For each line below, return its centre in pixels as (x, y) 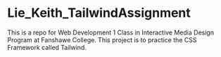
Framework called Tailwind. (47, 47)
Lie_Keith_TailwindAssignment (99, 13)
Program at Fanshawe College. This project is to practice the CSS (102, 39)
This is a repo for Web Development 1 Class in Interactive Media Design (111, 32)
